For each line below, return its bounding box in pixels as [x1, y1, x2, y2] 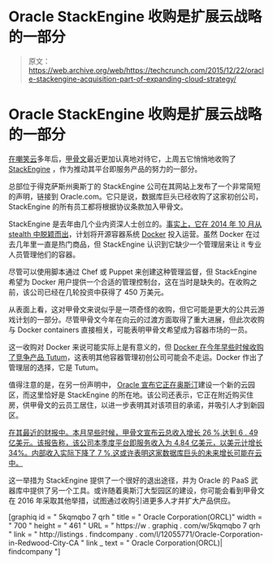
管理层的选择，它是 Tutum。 [8, 362, 103, 372]
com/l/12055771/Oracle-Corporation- [139, 529, 264, 539]
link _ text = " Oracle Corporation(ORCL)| [85, 538, 223, 548]
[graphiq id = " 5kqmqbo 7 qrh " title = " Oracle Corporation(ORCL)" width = [8, 512, 262, 522]
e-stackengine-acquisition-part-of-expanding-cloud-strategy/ [28, 74, 237, 84]
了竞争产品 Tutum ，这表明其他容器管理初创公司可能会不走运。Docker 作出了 [8, 352, 264, 362]
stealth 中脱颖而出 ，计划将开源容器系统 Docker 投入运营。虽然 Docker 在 [8, 229, 253, 238]
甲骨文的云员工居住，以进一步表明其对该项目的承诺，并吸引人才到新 [29, 400, 258, 409]
